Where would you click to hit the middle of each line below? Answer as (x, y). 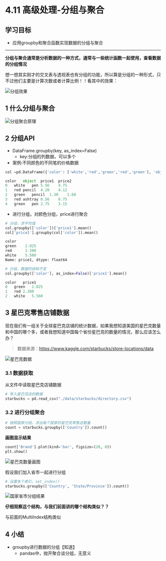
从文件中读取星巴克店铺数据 (33, 385)
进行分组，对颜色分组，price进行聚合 (50, 214)
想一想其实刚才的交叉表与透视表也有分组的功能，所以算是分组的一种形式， (81, 74)
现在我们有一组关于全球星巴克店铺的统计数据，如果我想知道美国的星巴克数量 (83, 326)
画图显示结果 (18, 437)
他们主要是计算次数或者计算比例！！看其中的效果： (65, 81)
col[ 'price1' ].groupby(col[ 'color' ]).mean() (52, 233)
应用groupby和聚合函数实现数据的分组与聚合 (58, 43)
